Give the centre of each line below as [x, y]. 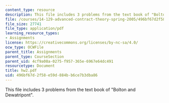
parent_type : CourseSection [35, 57]
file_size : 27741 [23, 24]
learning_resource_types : [32, 33]
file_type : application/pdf [35, 29]
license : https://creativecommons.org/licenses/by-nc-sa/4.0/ [72, 43]
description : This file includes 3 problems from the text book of [77, 15]
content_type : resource [30, 10]
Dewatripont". [19, 95]
